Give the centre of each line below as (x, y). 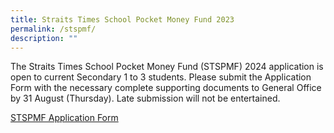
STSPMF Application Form (64, 118)
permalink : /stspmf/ (53, 29)
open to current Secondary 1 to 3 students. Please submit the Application (161, 77)
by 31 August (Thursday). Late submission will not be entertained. (145, 98)
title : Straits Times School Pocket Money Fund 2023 (122, 19)
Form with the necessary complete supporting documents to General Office (166, 88)
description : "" (44, 38)
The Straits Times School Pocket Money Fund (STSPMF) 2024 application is (167, 67)
